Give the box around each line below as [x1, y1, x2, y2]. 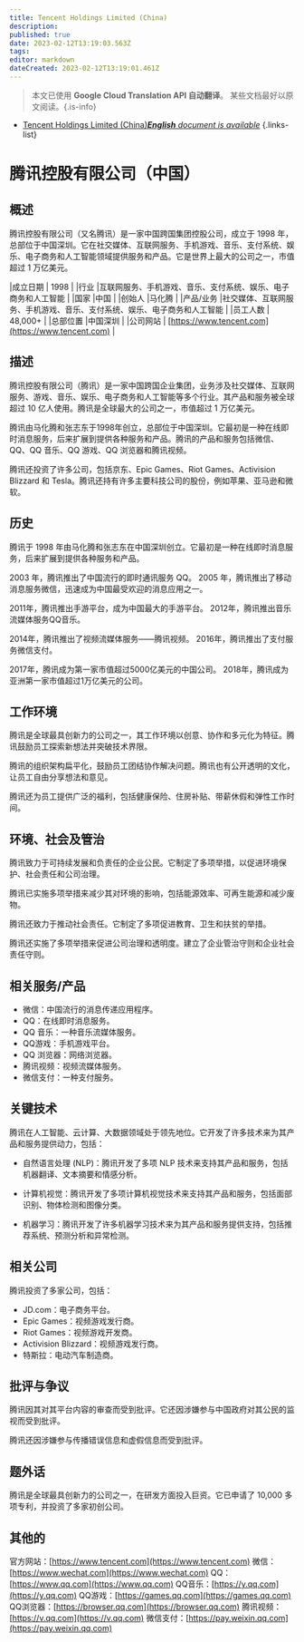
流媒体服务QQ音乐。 [9, 614, 86, 625]
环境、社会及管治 [9, 831, 105, 847]
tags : [9, 47, 30, 56]
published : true [9, 30, 71, 39]
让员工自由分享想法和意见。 [9, 772, 113, 782]
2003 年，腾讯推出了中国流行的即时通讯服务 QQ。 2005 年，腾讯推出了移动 [9, 572, 292, 583]
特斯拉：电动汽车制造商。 [22, 1349, 119, 1360]
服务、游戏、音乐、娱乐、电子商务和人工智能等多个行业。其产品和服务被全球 [9, 391, 295, 402]
